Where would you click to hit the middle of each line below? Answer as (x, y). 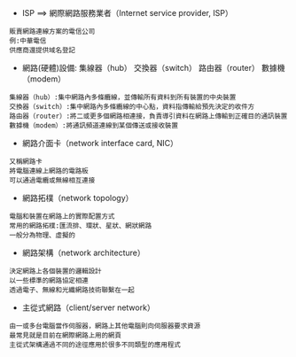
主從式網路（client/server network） (88, 307)
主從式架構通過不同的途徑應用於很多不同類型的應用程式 (95, 345)
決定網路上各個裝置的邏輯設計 (55, 271)
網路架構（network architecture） (83, 252)
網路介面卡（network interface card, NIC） (100, 143)
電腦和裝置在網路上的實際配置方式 (62, 216)
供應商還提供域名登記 (42, 50)
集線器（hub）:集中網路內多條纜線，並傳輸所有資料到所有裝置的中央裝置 (123, 97)
